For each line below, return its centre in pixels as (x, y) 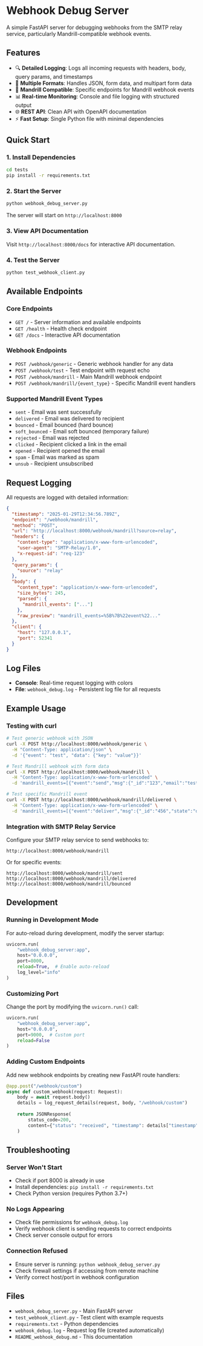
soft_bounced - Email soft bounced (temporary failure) (82, 431)
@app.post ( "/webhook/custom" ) (44, 1086)
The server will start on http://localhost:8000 (64, 215)
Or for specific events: (34, 862)
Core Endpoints (30, 309)
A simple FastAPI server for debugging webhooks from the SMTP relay (94, 27)
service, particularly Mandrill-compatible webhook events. (79, 33)
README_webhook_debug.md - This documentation (74, 1336)
